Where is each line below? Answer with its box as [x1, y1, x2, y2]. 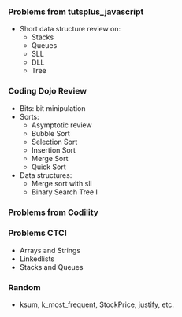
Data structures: [19, 170, 72, 179]
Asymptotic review [31, 120, 92, 130]
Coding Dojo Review [8, 86, 87, 97]
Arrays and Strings [19, 245, 81, 255]
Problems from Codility [8, 207, 98, 218]
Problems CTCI [8, 227, 67, 238]
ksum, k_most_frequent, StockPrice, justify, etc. [19, 300, 175, 309]
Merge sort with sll [31, 179, 92, 188]
